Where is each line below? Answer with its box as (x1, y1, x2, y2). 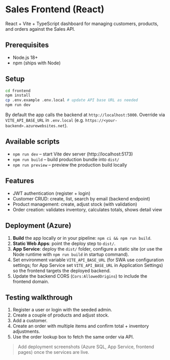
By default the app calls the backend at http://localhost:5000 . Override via (5, 111, 165, 118)
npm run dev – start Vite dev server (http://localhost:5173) (12, 151, 133, 157)
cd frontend (5, 88, 31, 93)
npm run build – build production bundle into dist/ (12, 156, 119, 162)
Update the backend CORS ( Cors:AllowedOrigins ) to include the (12, 273, 148, 279)
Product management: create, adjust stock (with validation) (12, 201, 137, 207)
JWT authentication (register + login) (12, 190, 91, 196)
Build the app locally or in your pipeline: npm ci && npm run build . (12, 235, 152, 241)
